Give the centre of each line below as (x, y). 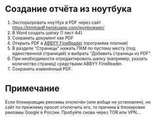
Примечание (32, 89)
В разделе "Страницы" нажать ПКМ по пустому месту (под (74, 48)
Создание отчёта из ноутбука (68, 9)
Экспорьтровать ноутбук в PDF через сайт (56, 22)
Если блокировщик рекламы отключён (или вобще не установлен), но (78, 102)
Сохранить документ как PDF (43, 38)
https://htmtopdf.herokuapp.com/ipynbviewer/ (58, 27)
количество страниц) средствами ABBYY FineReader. (67, 64)
